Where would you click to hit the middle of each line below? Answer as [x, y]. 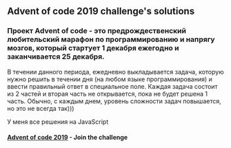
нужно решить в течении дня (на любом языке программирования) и [110, 79]
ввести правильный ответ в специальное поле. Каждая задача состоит [113, 86]
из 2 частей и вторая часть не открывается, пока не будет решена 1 [108, 94]
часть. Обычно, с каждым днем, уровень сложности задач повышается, [114, 101]
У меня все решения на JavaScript [58, 121]
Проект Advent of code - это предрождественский [97, 31]
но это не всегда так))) [41, 108]
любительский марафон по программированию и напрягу [111, 39]
